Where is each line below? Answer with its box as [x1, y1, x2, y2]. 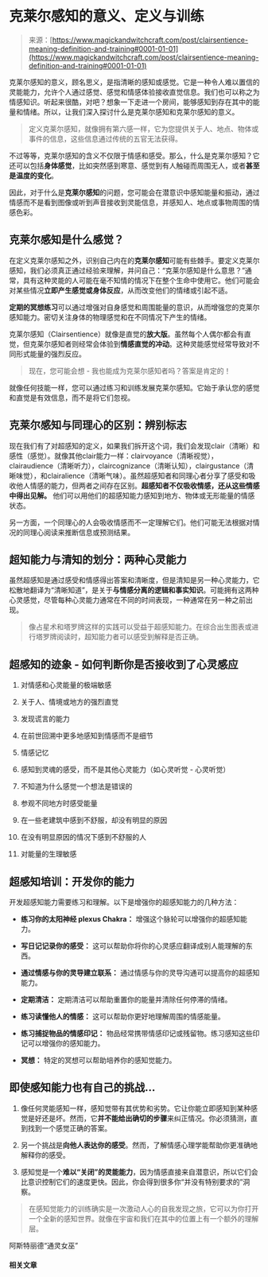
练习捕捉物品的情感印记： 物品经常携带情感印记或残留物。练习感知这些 [20, 1029, 253, 1038]
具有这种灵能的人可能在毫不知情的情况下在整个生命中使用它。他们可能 [22, 275, 253, 285]
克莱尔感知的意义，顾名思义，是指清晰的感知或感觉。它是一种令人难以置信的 [9, 77, 260, 87]
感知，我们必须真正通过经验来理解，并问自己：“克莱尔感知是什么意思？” [9, 266, 246, 275]
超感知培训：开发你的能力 [9, 875, 134, 888]
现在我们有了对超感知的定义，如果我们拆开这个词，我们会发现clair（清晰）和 [9, 441, 260, 450]
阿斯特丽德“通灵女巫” [9, 1240, 79, 1250]
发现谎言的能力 [20, 714, 70, 724]
